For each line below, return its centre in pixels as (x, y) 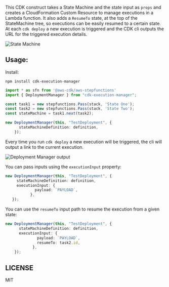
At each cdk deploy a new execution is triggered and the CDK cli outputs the (85, 29)
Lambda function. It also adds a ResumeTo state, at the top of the (71, 18)
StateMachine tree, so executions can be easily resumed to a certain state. (83, 23)
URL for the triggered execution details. (46, 34)
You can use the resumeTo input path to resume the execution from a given (82, 209)
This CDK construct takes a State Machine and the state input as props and (83, 7)
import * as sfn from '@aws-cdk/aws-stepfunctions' (61, 90)
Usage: (17, 60)
